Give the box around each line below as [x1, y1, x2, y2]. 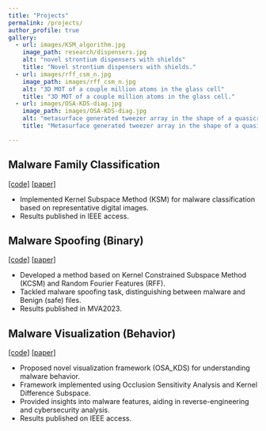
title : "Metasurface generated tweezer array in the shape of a [22, 122, 239, 130]
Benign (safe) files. [19, 296, 82, 305]
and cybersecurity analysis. [19, 405, 110, 415]
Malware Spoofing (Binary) [8, 234, 144, 248]
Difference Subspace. [19, 388, 91, 398]
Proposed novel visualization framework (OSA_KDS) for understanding [19, 363, 251, 372]
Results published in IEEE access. [19, 211, 129, 221]
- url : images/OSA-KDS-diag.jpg [15, 100, 123, 108]
